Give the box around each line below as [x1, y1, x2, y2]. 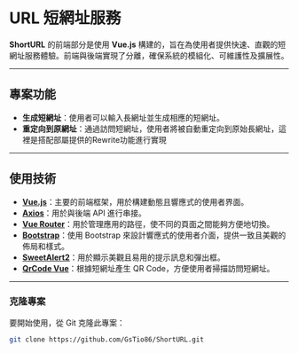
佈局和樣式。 [21, 240, 69, 251]
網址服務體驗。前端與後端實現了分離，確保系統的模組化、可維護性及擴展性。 [9, 50, 289, 60]
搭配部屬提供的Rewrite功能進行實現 [37, 134, 167, 145]
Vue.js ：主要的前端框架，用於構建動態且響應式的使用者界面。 [21, 196, 249, 207]
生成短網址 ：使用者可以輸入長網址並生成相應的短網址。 [21, 112, 224, 122]
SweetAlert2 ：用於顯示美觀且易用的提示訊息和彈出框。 [21, 252, 225, 263]
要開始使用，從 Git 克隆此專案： [9, 317, 126, 328]
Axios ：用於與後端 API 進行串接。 [21, 208, 146, 218]
